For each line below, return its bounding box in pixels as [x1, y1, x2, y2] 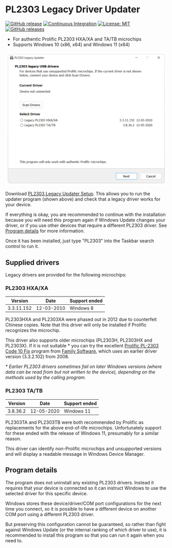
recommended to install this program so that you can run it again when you [5, 532, 164, 538]
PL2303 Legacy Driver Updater [5, 4, 140, 15]
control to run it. [5, 243, 40, 249]
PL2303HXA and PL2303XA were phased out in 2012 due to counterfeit [5, 317, 157, 323]
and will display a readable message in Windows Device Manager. [5, 451, 145, 457]
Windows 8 [69, 305, 94, 311]
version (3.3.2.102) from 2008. [5, 354, 69, 360]
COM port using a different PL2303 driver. [5, 511, 94, 517]
